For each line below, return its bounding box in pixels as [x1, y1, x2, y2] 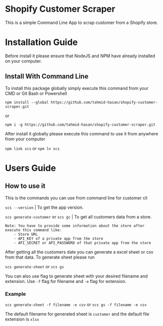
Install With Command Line [5, 72, 89, 81]
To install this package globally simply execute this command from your [5, 85, 149, 91]
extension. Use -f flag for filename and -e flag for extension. [5, 278, 127, 284]
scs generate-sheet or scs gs [5, 263, 64, 269]
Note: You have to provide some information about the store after [5, 223, 145, 228]
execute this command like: [5, 227, 62, 233]
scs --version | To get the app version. [5, 204, 84, 210]
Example [5, 290, 26, 297]
